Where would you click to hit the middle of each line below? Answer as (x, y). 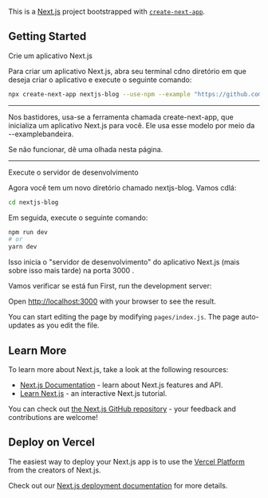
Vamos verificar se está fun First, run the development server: (110, 286)
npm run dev (28, 232)
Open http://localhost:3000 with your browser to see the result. (112, 301)
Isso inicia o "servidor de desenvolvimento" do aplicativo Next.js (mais (124, 262)
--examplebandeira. (41, 134)
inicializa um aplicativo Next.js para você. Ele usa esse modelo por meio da (132, 125)
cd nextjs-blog (33, 202)
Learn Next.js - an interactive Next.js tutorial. (93, 393)
